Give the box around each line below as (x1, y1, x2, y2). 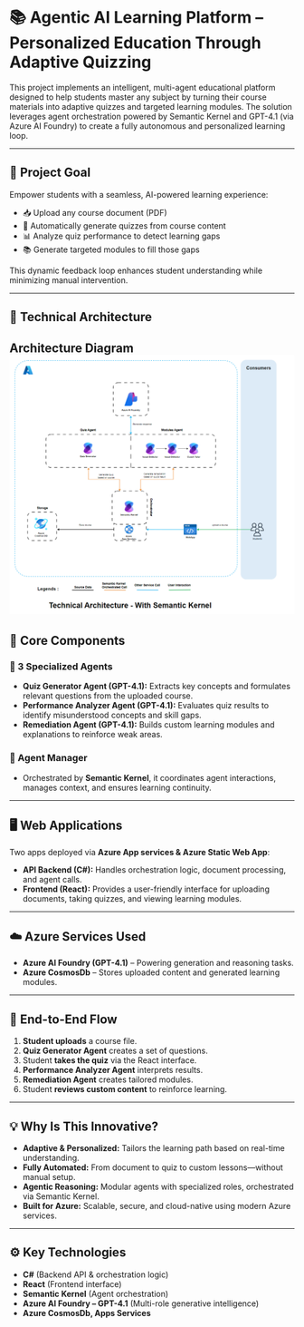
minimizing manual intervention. (9, 274, 128, 286)
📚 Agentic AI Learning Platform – (9, 7, 264, 28)
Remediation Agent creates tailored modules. (22, 1074, 194, 1085)
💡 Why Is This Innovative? (9, 1118, 158, 1134)
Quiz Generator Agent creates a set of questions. (22, 1045, 208, 1057)
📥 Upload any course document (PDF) (22, 207, 167, 218)
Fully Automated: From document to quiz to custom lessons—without (22, 1162, 283, 1173)
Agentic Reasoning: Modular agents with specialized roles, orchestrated (22, 1181, 294, 1192)
